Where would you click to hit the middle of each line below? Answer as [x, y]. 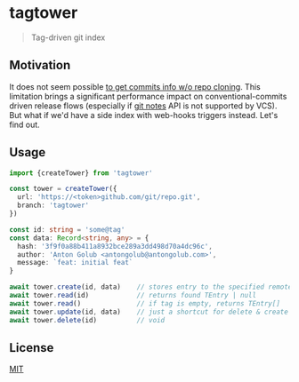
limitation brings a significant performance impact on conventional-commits [148, 96]
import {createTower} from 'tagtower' [81, 173]
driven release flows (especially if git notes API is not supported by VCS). [143, 106]
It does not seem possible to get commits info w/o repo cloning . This [135, 86]
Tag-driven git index [68, 37]
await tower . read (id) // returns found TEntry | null [133, 296]
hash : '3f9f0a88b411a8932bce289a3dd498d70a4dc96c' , [115, 246]
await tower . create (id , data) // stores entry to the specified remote [151, 287]
